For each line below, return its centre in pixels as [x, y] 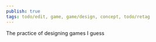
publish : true [23, 11]
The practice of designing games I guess [55, 33]
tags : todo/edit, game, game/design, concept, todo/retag [78, 17]
